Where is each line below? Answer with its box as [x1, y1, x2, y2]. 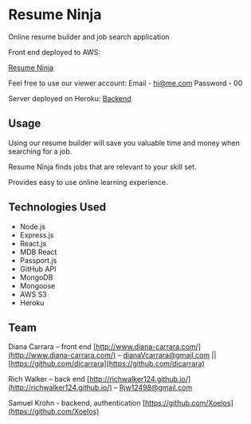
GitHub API [19, 264, 57, 273]
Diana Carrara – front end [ [8, 342, 96, 351]
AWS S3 [19, 289, 48, 299]
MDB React [19, 247, 57, 257]
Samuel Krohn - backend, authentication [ [8, 398, 146, 408]
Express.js [19, 230, 54, 240]
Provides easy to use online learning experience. [8, 177, 169, 186]
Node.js [19, 222, 46, 231]
